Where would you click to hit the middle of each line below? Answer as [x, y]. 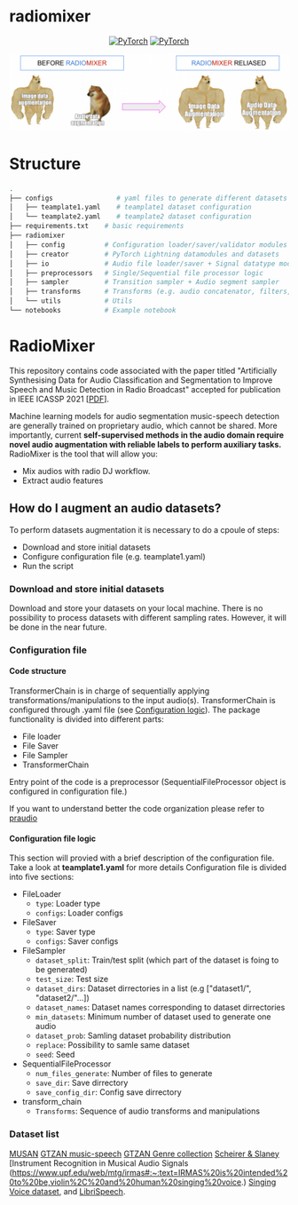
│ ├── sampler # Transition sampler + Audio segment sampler [144, 282]
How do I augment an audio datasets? [115, 508]
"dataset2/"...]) [63, 998]
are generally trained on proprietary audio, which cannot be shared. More [143, 425]
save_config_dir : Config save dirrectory [108, 1092]
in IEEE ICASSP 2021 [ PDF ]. [59, 399]
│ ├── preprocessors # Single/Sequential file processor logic [137, 273]
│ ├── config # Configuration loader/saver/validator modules [149, 245]
